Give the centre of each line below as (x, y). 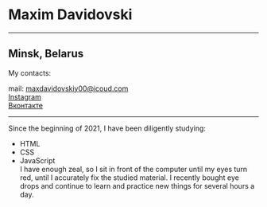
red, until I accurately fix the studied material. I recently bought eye (130, 178)
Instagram (25, 96)
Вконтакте (26, 105)
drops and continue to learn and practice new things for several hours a (137, 186)
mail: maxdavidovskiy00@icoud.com (68, 88)
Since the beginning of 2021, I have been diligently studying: (107, 128)
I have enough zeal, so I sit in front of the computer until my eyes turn (133, 169)
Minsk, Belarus (46, 54)
